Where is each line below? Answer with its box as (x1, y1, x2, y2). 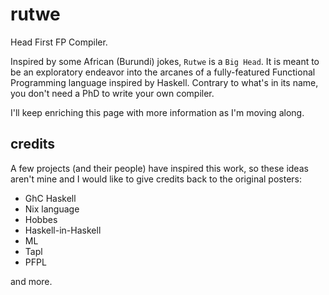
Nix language (24, 203, 80, 215)
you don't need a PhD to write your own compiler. (10, 87, 215, 99)
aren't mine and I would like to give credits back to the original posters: (10, 173, 303, 185)
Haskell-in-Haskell (24, 224, 102, 236)
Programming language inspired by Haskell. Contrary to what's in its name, (10, 76, 319, 88)
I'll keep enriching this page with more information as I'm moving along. (10, 106, 305, 118)
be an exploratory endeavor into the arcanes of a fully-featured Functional (10, 66, 316, 78)
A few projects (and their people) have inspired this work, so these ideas (10, 162, 309, 174)
